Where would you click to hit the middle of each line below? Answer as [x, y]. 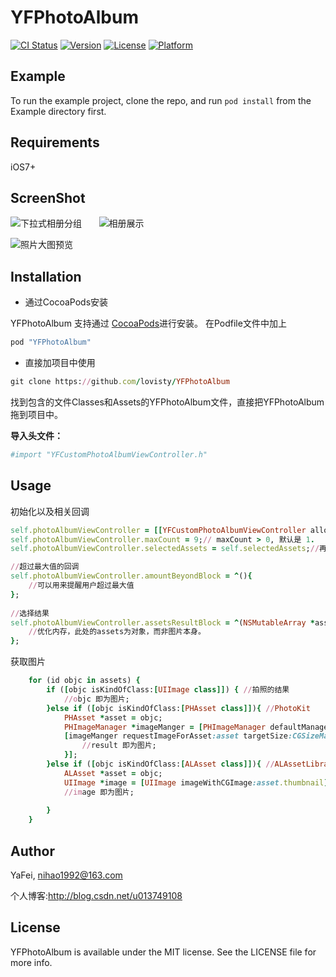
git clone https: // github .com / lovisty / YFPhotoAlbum [120, 382]
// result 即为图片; [119, 746]
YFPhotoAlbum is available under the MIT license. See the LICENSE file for [163, 952]
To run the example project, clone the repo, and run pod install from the [161, 100]
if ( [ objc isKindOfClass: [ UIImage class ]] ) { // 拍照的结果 [168, 690]
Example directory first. [58, 111]
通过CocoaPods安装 [66, 302]
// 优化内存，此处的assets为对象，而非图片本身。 [117, 632]
